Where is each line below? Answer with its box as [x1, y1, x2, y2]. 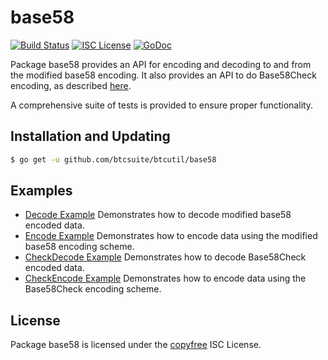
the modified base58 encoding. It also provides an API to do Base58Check [10, 69, 317, 81]
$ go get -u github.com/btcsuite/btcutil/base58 [10, 154, 217, 165]
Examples [10, 182, 73, 200]
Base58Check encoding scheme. [24, 283, 162, 295]
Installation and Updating [10, 128, 171, 145]
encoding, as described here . [10, 79, 132, 91]
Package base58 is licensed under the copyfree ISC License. [10, 339, 262, 351]
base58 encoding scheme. [24, 241, 135, 253]
